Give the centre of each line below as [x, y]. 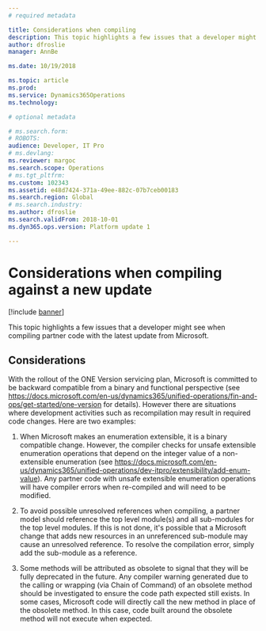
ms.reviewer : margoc [42, 161]
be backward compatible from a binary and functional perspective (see [124, 388]
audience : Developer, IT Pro [56, 146]
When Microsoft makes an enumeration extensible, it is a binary [123, 437]
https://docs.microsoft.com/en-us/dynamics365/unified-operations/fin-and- [133, 396]
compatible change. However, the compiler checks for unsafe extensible [138, 445]
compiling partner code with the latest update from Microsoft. [109, 335]
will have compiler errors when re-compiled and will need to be [123, 487]
